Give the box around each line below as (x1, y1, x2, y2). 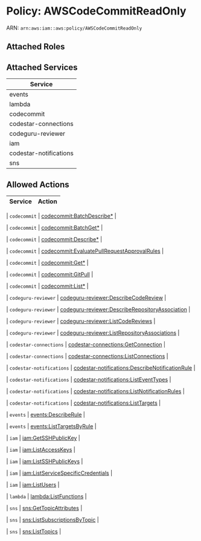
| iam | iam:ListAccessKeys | (6, 446, 75, 453)
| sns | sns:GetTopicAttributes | (6, 504, 83, 511)
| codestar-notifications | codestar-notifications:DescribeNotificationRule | (6, 364, 196, 372)
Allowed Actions (6, 179, 69, 189)
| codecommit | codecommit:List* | (6, 282, 89, 289)
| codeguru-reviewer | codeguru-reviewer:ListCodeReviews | (6, 317, 156, 324)
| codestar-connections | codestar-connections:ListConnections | (6, 352, 168, 359)
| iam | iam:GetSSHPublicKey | (6, 434, 80, 441)
